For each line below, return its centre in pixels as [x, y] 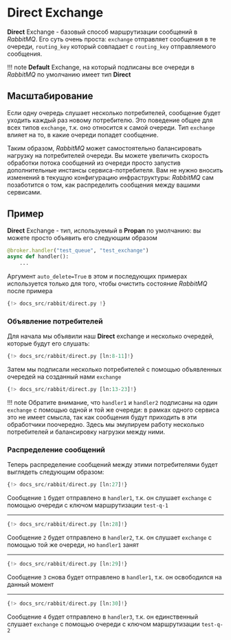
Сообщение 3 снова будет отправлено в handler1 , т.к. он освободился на [114, 577]
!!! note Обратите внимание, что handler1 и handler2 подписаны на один [112, 403]
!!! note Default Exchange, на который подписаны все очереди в [101, 67]
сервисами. [25, 192]
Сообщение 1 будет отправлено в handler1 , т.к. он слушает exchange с [109, 498]
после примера [30, 291]
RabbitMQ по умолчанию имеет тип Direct [69, 74]
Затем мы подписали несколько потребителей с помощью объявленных [114, 370]
